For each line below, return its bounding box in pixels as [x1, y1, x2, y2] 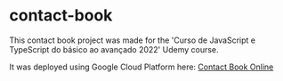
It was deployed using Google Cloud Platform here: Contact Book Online [9, 61, 274, 72]
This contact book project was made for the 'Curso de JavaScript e [9, 35, 256, 45]
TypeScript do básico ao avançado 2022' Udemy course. [9, 44, 220, 54]
